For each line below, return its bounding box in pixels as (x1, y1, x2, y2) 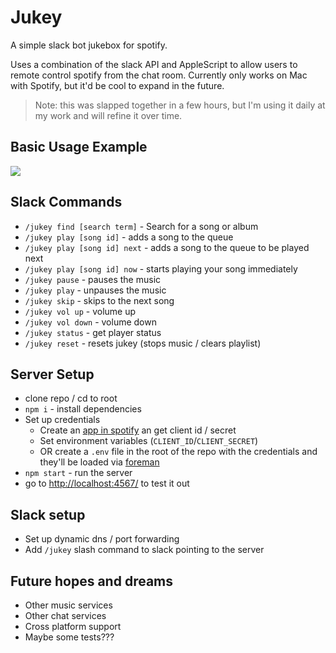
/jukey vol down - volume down (24, 316, 157, 328)
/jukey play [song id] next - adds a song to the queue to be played (24, 241, 310, 253)
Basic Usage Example (10, 139, 148, 156)
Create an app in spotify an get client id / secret (39, 424, 237, 436)
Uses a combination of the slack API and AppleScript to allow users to (10, 58, 298, 70)
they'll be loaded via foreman (39, 456, 160, 468)
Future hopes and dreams (10, 572, 173, 590)
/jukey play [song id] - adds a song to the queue (24, 231, 234, 243)
